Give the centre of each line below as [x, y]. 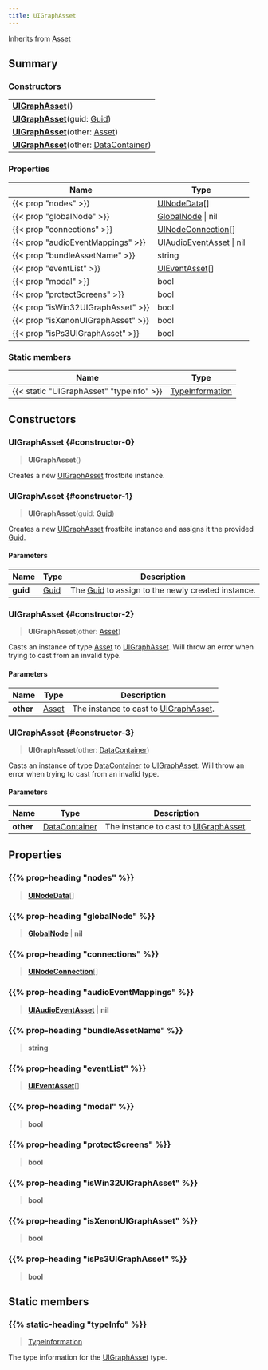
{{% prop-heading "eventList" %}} [77, 1068]
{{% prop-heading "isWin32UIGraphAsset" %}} [103, 1183]
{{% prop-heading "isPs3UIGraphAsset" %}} [98, 1259]
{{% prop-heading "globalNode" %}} [82, 916]
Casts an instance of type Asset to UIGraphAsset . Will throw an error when [131, 647]
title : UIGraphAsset [43, 16]
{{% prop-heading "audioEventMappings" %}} [101, 993]
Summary [33, 64]
